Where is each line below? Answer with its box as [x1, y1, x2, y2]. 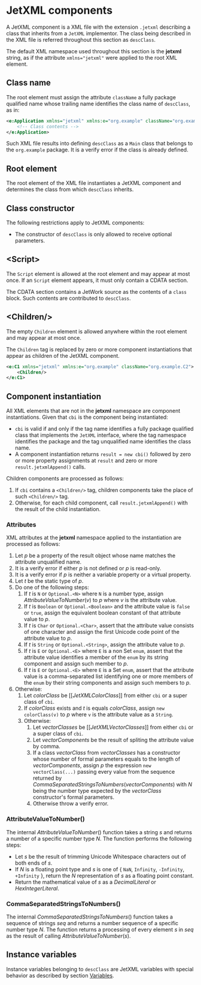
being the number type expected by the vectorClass [32, 788, 162, 795]
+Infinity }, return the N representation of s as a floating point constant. [14, 872, 194, 879]
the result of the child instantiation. [14, 506, 101, 513]
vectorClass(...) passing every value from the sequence [32, 768, 175, 776]
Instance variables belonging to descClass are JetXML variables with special [6, 965, 194, 972]
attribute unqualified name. [14, 558, 82, 566]
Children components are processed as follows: [6, 475, 124, 482]
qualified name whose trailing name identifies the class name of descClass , [6, 100, 190, 107]
